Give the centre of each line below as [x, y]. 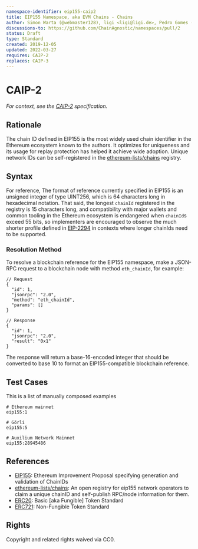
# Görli [16, 423]
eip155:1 [17, 412]
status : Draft [24, 34]
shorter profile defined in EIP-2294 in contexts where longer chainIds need [97, 228]
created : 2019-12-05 [32, 45]
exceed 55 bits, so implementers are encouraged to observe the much [91, 222]
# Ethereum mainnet [30, 407]
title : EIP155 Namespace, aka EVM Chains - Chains [70, 17]
